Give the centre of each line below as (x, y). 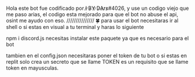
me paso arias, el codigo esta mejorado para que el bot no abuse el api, (92, 14)
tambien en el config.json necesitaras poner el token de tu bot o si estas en (97, 56)
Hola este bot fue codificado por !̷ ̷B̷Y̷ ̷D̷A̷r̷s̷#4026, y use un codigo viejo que (97, 8)
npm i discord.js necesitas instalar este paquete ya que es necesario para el (97, 38)
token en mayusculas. (32, 68)
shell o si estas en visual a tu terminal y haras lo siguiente (75, 27)
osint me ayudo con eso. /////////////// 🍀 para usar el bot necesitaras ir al (92, 20)
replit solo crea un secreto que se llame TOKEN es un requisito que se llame (97, 61)
